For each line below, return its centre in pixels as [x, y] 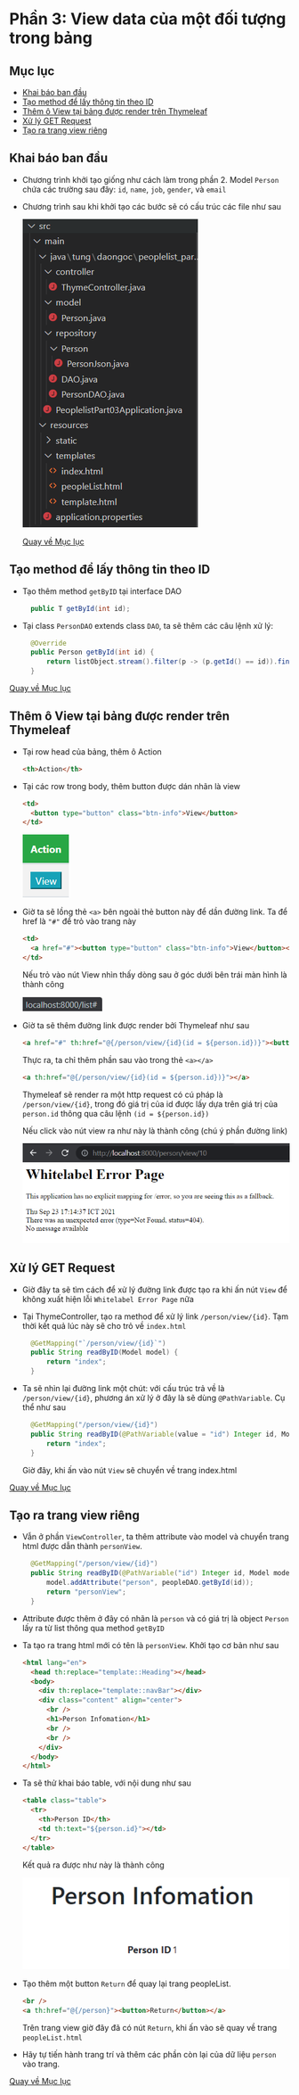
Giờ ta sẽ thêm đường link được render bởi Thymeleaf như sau [136, 1025]
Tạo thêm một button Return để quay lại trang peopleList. [126, 1984]
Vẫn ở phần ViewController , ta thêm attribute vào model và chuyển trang [155, 1537]
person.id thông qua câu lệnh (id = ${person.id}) [116, 1113]
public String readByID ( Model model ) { [105, 1353]
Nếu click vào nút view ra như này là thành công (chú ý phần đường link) [155, 1130]
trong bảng [51, 38]
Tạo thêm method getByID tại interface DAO [102, 591]
